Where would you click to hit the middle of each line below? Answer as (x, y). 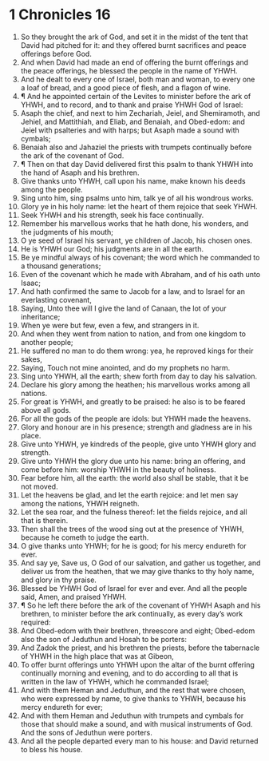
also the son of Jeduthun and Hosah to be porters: (103, 639)
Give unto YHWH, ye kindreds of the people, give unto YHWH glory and (138, 444)
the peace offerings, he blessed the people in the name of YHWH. (129, 70)
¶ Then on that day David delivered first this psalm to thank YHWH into (137, 164)
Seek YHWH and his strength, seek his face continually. (112, 215)
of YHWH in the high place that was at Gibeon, (97, 656)
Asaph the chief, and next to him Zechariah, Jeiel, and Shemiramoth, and (140, 113)
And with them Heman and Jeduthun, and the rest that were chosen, (133, 690)
